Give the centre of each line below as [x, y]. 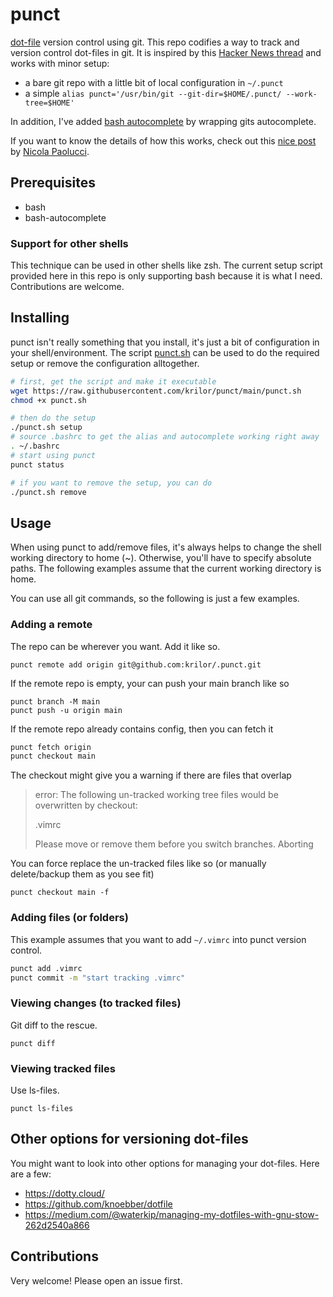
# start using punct [53, 455]
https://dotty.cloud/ [64, 1193]
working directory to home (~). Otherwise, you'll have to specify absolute [161, 558]
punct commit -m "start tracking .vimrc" [98, 978]
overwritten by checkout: [86, 805]
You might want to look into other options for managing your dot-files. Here [165, 1163]
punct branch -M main [55, 701]
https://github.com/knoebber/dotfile [98, 1204]
